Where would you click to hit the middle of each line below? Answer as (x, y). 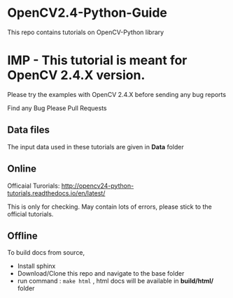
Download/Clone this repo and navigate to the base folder (101, 274)
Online (22, 169)
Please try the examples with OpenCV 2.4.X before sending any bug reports (116, 94)
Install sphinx (36, 266)
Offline (22, 236)
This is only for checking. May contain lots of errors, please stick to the (110, 207)
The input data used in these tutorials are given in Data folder (96, 147)
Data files (29, 130)
